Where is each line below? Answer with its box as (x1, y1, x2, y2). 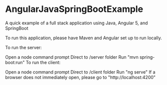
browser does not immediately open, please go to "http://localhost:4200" (5, 74, 156, 80)
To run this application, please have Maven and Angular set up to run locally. (5, 35, 162, 41)
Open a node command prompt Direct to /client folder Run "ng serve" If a (5, 69, 156, 75)
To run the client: (25, 59, 61, 65)
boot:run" (5, 59, 25, 65)
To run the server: (5, 44, 42, 50)
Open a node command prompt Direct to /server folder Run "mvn (5, 54, 139, 60)
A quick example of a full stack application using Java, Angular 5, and (5, 20, 148, 26)
